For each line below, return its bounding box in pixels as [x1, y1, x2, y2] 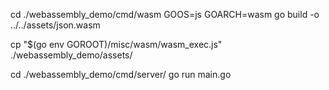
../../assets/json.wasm [10, 19, 101, 31]
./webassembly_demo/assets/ [10, 49, 133, 61]
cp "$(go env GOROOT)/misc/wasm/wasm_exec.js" [10, 39, 223, 50]
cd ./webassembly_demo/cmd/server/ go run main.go [10, 69, 232, 80]
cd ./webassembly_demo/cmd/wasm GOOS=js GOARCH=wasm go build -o [10, 9, 320, 20]
